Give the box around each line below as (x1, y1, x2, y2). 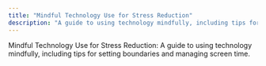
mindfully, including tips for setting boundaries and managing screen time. (8, 49, 251, 58)
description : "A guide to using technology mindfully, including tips (8, 19, 246, 27)
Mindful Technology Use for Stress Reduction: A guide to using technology (8, 40, 253, 49)
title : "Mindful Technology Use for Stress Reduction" (8, 11, 193, 20)
